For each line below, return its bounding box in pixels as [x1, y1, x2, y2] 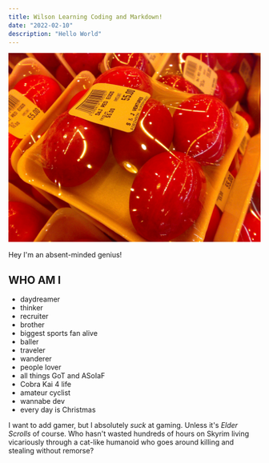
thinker [19, 303, 44, 313]
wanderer [19, 354, 52, 364]
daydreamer [19, 294, 61, 304]
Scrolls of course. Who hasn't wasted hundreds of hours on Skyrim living [8, 429, 250, 439]
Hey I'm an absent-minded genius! [8, 250, 122, 260]
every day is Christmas [19, 405, 96, 415]
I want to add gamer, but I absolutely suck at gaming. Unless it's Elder [8, 421, 239, 430]
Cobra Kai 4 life [19, 380, 72, 389]
